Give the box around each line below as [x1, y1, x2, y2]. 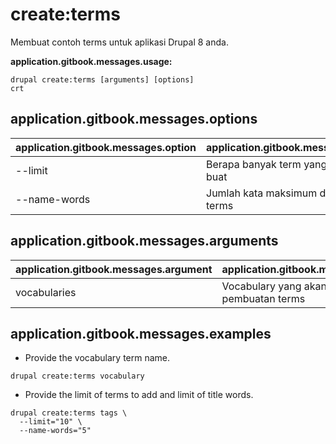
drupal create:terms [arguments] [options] [10, 74, 195, 85]
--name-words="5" [19, 426, 92, 436]
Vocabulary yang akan [221, 279, 328, 293]
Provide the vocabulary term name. [24, 352, 171, 364]
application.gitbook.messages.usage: [10, 55, 173, 67]
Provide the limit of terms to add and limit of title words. [24, 389, 254, 401]
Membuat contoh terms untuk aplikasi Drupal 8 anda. [10, 36, 229, 48]
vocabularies [15, 285, 77, 299]
